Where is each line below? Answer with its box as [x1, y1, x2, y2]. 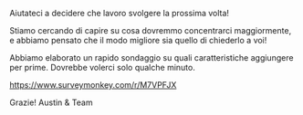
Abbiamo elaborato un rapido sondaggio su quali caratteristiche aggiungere [9, 53, 294, 62]
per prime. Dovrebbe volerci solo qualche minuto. [9, 62, 196, 72]
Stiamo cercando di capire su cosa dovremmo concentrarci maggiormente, [9, 25, 292, 35]
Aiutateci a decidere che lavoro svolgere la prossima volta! [9, 8, 230, 18]
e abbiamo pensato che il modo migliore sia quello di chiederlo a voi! [9, 35, 267, 45]
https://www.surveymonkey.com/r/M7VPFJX [9, 80, 177, 90]
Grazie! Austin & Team [9, 97, 93, 108]
